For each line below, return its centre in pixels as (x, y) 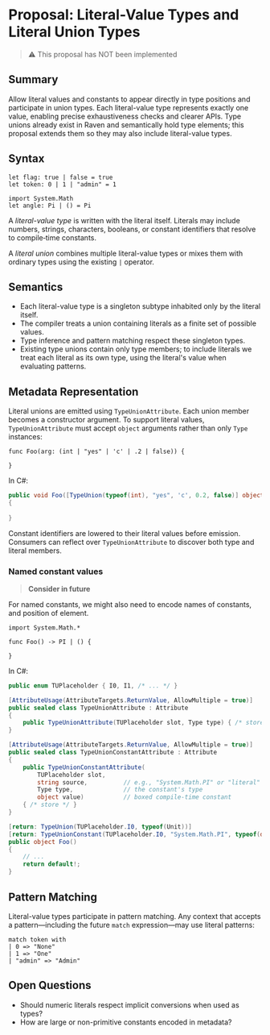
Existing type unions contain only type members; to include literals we (136, 349)
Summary (33, 79)
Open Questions (50, 985)
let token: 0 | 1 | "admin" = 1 (62, 184)
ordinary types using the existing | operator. (82, 262)
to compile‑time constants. (52, 237)
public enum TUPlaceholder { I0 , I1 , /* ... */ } (93, 686)
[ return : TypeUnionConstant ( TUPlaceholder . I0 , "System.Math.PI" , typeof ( (135, 834)
